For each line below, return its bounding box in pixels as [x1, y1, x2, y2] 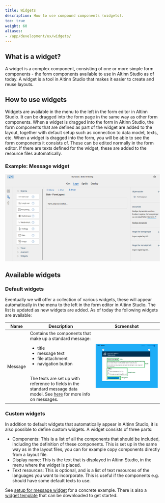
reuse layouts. [5, 81, 34, 87]
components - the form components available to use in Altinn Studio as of [5, 71, 155, 77]
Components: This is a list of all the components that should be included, [12, 436, 160, 442]
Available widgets [5, 271, 61, 279]
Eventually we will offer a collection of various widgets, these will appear [5, 297, 152, 303]
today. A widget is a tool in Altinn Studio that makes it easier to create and [5, 76, 154, 82]
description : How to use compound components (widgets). [5, 13, 124, 18]
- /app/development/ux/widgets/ [5, 34, 71, 39]
